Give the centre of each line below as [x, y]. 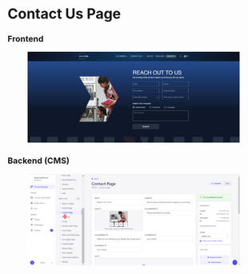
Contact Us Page [64, 14]
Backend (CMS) [38, 161]
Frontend [26, 39]
